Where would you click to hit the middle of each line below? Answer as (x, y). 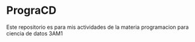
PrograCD (31, 10)
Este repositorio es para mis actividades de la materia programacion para (97, 27)
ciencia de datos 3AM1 (35, 33)
